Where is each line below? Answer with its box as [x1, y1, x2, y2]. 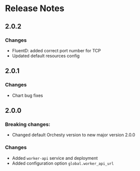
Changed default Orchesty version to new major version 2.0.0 [12, 132, 136, 138]
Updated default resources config [12, 53, 80, 59]
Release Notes [5, 3, 64, 14]
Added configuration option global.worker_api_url [12, 160, 114, 166]
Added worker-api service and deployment [12, 155, 98, 161]
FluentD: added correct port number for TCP [12, 47, 101, 53]
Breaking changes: [5, 121, 51, 127]
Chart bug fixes [12, 93, 43, 98]
